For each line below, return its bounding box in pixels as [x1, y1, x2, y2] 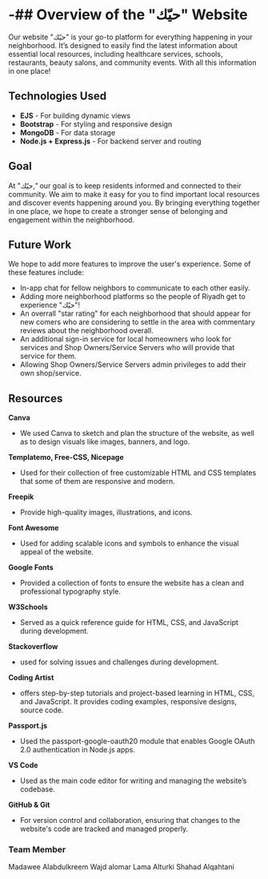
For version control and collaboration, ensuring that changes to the [19, 816, 241, 825]
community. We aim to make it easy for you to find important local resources [8, 189, 260, 199]
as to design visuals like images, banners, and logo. [19, 437, 190, 446]
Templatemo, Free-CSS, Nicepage [8, 453, 124, 462]
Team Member [8, 844, 66, 855]
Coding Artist [8, 673, 54, 683]
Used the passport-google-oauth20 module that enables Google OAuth [19, 736, 255, 746]
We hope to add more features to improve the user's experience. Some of [8, 259, 251, 269]
